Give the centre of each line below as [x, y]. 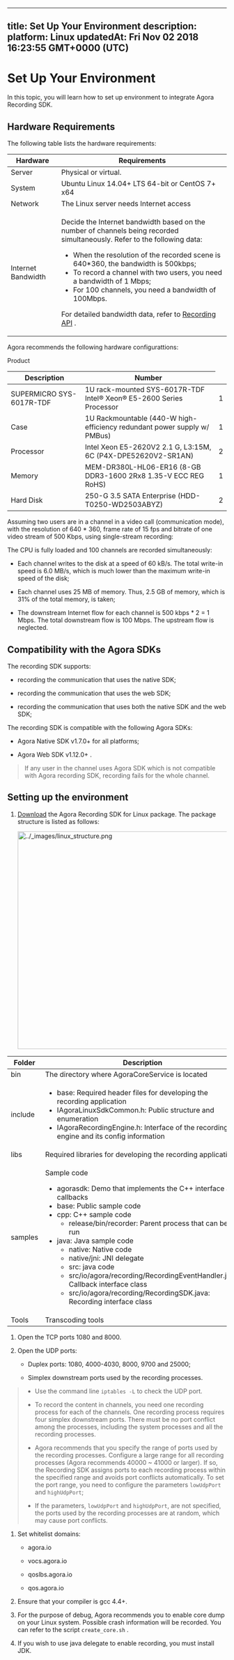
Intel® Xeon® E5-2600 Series [134, 398]
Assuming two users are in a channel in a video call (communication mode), [116, 522]
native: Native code [100, 1249]
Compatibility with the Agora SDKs [84, 650]
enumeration [78, 1119]
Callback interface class [108, 1284]
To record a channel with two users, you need [148, 272]
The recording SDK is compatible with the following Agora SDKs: [100, 727]
